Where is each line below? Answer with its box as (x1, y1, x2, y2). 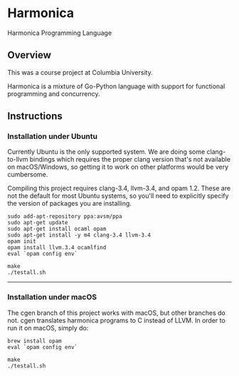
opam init (7, 238, 37, 245)
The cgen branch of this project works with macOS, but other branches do (7, 308, 225, 317)
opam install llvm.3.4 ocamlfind (7, 244, 107, 251)
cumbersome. (7, 170, 48, 179)
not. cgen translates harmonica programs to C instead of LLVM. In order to (7, 315, 225, 325)
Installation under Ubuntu (7, 132, 98, 142)
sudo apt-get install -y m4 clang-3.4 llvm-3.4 (7, 231, 152, 239)
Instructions (7, 110, 63, 122)
